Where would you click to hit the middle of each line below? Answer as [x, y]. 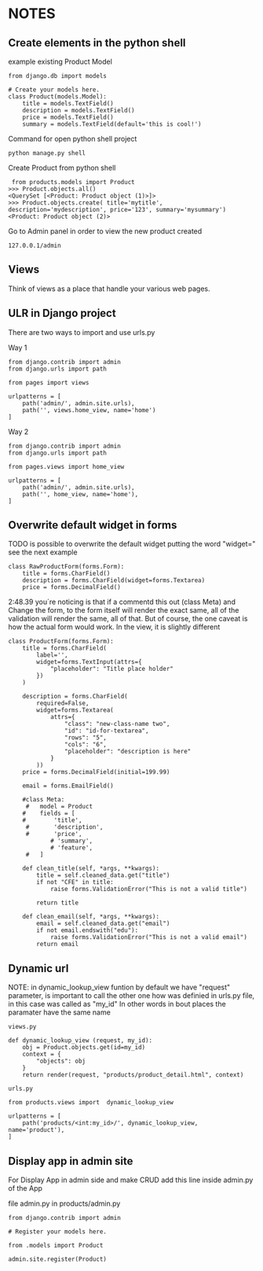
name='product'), [37, 1130]
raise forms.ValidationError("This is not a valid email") [148, 938]
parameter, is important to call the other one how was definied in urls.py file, [131, 996]
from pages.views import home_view [66, 466]
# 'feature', [71, 848]
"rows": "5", [86, 738]
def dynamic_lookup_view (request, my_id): [80, 1041]
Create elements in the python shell [97, 43]
